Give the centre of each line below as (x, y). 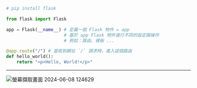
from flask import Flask (36, 19)
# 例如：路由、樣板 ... (89, 40)
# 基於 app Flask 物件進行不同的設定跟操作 (111, 35)
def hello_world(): (30, 57)
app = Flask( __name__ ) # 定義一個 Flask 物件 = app (68, 29)
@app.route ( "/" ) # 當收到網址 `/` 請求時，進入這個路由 (69, 51)
